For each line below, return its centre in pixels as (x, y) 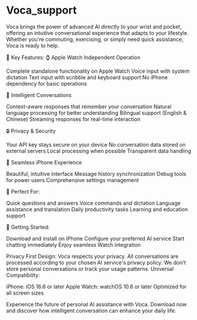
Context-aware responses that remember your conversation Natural (89, 106)
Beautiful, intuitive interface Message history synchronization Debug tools (96, 174)
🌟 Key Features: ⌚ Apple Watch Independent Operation (73, 57)
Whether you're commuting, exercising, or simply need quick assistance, (95, 39)
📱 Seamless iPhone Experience (44, 162)
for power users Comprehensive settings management (72, 180)
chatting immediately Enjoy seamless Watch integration (73, 245)
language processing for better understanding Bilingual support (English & (96, 112)
